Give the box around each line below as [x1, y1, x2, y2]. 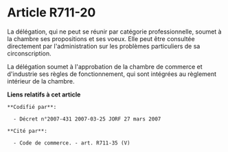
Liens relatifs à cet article [7, 90, 81, 99]
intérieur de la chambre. [7, 77, 75, 85]
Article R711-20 [7, 5, 96, 21]
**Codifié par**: [7, 103, 57, 110]
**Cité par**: [7, 127, 48, 134]
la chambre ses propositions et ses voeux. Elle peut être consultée [7, 34, 195, 42]
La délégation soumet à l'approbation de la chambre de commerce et [7, 62, 203, 71]
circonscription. [7, 49, 52, 58]
